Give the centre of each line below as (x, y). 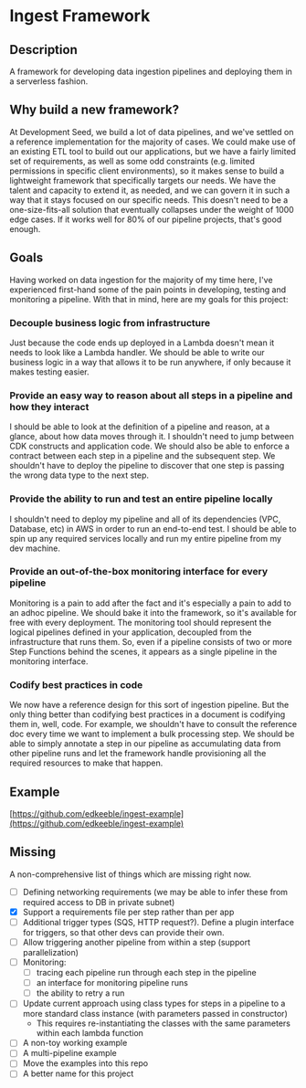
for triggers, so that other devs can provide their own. (124, 932)
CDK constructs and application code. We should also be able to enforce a (150, 446)
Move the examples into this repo (85, 1063)
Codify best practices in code (76, 684)
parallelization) (51, 952)
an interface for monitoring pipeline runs (112, 983)
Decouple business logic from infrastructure (110, 322)
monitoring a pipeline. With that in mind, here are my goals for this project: (149, 299)
